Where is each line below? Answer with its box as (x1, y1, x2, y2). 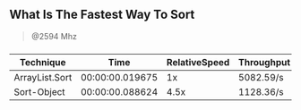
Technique (19, 55, 66, 68)
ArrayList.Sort (13, 71, 73, 83)
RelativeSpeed (166, 55, 230, 68)
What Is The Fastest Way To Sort (9, 7, 195, 22)
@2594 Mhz (30, 30, 78, 41)
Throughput (238, 55, 291, 68)
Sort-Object (13, 85, 65, 97)
